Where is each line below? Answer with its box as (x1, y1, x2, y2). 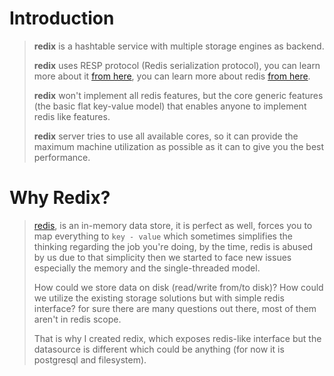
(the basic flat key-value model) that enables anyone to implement (33, 100, 307, 112)
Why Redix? (9, 187, 111, 209)
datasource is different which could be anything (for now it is (33, 343, 285, 355)
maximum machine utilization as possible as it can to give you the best (33, 140, 325, 152)
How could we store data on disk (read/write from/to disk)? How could (33, 281, 324, 293)
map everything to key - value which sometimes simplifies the (33, 230, 293, 242)
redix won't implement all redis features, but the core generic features (33, 89, 324, 101)
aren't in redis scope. (33, 313, 122, 325)
